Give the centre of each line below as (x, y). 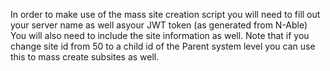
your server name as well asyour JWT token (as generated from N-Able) (159, 25)
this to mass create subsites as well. (85, 57)
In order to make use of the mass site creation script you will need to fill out (165, 14)
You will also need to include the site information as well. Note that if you (160, 35)
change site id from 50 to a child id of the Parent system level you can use (163, 46)
